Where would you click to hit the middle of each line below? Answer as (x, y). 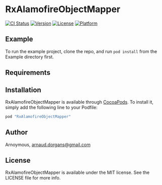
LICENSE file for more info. (33, 178)
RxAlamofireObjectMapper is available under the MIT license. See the (77, 172)
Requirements (28, 73)
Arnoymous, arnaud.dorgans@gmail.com (48, 145)
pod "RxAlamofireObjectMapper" (38, 117)
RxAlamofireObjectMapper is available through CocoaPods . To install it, (79, 102)
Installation (23, 90)
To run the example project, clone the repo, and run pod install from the (81, 51)
